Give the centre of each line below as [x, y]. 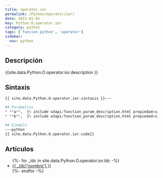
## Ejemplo [16, 125]
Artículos [19, 149]
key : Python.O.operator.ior [33, 23]
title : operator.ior [26, 9]
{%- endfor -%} [28, 171]
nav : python [22, 41]
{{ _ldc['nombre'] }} [32, 166]
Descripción [24, 61]
